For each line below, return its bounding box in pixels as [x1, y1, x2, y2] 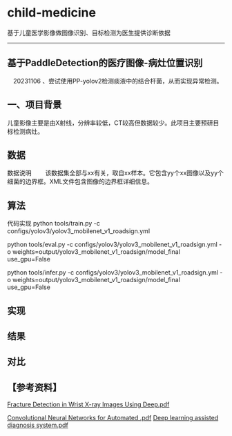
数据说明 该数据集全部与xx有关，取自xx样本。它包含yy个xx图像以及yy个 [7, 169, 224, 177]
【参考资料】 [7, 381, 62, 393]
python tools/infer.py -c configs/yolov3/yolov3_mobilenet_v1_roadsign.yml [7, 268, 219, 277]
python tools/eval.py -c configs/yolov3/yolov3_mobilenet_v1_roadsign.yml [7, 240, 217, 249]
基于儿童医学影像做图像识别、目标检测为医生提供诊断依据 [7, 28, 171, 37]
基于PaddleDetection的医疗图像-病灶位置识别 [7, 57, 203, 69]
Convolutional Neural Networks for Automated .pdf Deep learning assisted [7, 414, 219, 422]
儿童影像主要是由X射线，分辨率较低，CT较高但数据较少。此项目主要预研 [7, 119, 213, 127]
